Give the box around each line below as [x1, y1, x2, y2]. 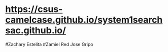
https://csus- [5, 3, 63, 15]
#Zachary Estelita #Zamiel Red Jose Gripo [5, 41, 93, 47]
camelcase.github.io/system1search [5, 14, 163, 25]
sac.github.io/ [5, 25, 66, 36]
